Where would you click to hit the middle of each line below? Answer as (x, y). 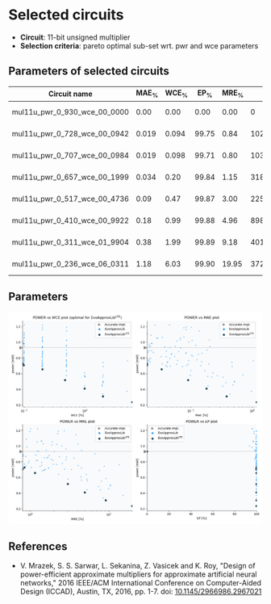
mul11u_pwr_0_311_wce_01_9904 (70, 242)
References (38, 546)
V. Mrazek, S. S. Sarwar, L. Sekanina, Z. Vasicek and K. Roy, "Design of (138, 566)
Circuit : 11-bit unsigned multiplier (75, 37)
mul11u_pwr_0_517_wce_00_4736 (70, 199)
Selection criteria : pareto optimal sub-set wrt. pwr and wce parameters (139, 45)
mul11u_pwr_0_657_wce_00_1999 (70, 177)
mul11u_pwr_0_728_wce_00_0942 (70, 133)
